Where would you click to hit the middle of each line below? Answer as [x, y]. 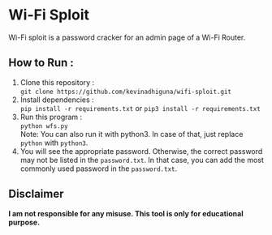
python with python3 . [54, 143]
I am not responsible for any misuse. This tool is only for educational [126, 213]
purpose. [24, 222]
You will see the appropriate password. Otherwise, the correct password [141, 151]
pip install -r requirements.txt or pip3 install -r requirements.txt [140, 108]
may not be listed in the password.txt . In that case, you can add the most [142, 160]
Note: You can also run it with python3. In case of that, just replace [132, 134]
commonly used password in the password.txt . [98, 169]
